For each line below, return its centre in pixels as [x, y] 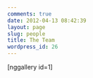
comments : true [30, 14]
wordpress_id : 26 [33, 47]
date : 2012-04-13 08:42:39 [47, 21]
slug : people [26, 34]
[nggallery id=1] [30, 67]
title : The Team [31, 40]
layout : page [26, 27]
